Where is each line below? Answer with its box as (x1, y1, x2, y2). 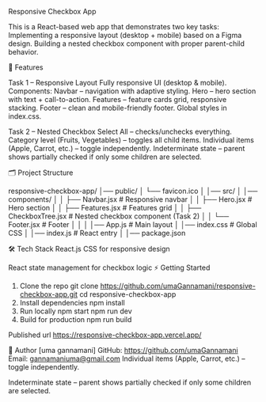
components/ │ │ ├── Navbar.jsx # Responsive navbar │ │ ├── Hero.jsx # (8, 195, 253, 204)
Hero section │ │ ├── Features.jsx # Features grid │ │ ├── (8, 203, 202, 212)
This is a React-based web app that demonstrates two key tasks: (8, 22, 220, 31)
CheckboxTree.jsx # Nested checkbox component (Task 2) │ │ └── (8, 211, 230, 221)
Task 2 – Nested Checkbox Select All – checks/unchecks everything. (8, 127, 232, 136)
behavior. (8, 47, 39, 56)
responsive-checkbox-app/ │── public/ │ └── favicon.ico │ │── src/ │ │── (8, 186, 258, 195)
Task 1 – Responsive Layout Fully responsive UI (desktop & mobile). (8, 78, 227, 87)
